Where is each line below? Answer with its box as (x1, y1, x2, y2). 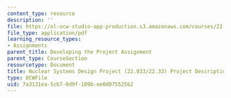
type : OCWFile (7, 74, 48, 81)
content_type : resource (7, 10, 76, 17)
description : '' (7, 17, 54, 23)
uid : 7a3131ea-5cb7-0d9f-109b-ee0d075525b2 (7, 81, 134, 88)
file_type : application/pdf (7, 29, 88, 37)
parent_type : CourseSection (7, 55, 88, 62)
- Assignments (7, 42, 48, 49)
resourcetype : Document (7, 61, 76, 68)
